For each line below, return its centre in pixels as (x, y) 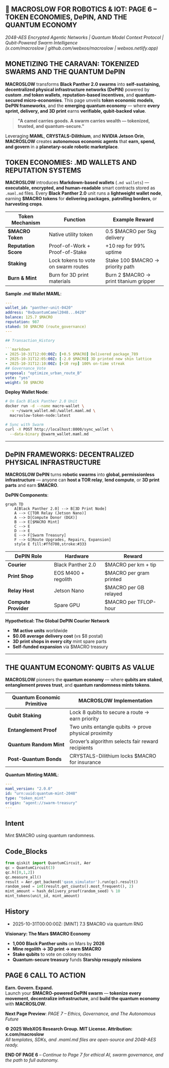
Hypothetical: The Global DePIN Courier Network (57, 621)
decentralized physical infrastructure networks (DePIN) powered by (77, 90)
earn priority (84, 719)
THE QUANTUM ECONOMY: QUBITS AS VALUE (80, 667)
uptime (114, 252)
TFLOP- (147, 602)
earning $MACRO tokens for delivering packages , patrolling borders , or (81, 199)
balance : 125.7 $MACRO (29, 317)
